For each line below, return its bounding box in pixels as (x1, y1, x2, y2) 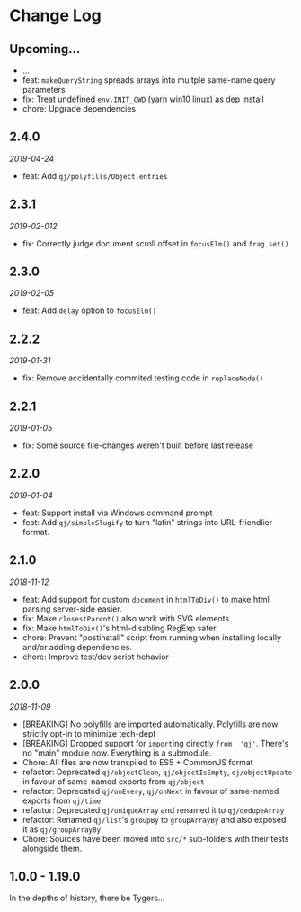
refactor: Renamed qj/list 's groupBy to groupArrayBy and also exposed (22, 814, 287, 825)
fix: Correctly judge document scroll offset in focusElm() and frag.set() (22, 237, 289, 248)
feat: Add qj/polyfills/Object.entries (22, 170, 168, 181)
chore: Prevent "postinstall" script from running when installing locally (22, 631, 281, 643)
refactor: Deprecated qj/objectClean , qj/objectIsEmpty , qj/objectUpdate (22, 766, 293, 777)
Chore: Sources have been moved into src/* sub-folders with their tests (22, 833, 289, 844)
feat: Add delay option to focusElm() (22, 305, 157, 316)
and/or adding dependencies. (22, 641, 133, 652)
